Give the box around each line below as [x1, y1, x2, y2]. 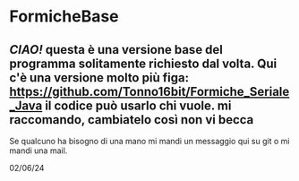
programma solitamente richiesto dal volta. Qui [9, 56, 278, 71]
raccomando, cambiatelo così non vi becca [9, 112, 254, 127]
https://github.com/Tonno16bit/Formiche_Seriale [9, 83, 290, 99]
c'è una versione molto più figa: [9, 70, 190, 85]
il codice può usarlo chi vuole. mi [44, 98, 232, 113]
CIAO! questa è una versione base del [9, 42, 224, 57]
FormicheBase [9, 6, 119, 27]
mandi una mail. [9, 145, 68, 156]
